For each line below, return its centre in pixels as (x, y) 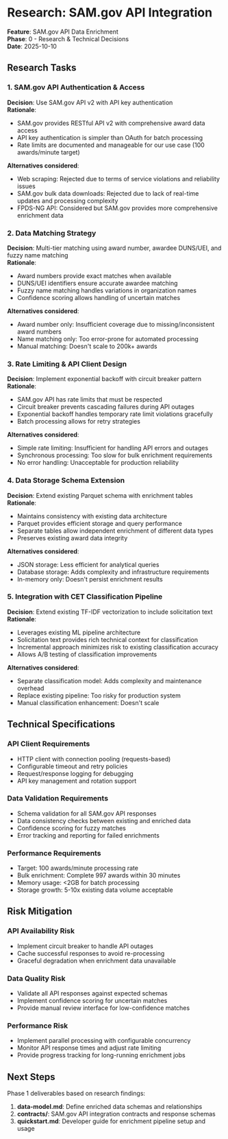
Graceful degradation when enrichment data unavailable (97, 960)
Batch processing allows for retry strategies (78, 422)
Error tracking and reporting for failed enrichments (88, 835)
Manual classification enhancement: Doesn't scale (88, 702)
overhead (30, 688)
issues (26, 186)
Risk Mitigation (40, 911)
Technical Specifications (61, 725)
